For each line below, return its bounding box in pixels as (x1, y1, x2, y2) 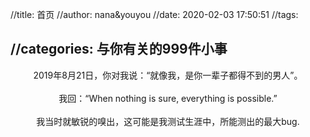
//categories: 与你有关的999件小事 (10, 41, 228, 58)
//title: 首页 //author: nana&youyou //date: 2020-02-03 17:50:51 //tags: (10, 9, 299, 20)
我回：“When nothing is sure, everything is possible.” (58, 92, 278, 104)
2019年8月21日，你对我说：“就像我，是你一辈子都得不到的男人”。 (33, 69, 303, 81)
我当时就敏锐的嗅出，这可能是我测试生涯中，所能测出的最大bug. (36, 115, 300, 127)
